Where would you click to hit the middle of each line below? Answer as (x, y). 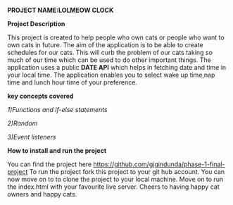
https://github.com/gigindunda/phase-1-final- (159, 164)
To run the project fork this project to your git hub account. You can (127, 172)
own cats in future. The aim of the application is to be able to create (106, 45)
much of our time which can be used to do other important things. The (109, 60)
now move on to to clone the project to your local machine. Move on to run (115, 179)
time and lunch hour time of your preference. (72, 82)
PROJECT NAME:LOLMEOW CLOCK (61, 10)
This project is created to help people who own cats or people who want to (116, 37)
